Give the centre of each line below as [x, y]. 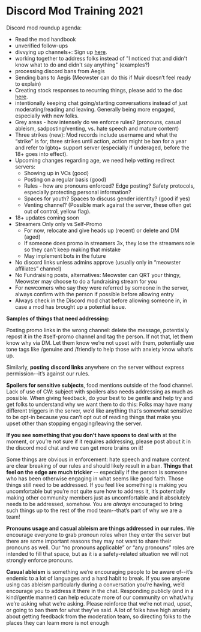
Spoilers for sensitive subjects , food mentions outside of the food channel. [100, 385]
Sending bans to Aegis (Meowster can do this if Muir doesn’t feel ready [103, 77]
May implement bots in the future [65, 255]
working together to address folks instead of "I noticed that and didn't [101, 58]
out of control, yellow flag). [57, 211]
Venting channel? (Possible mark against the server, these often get [107, 204]
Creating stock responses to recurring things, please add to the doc [99, 90]
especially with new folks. [47, 116]
